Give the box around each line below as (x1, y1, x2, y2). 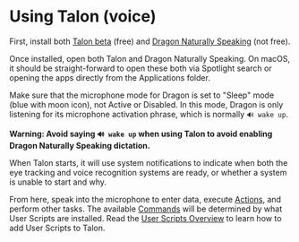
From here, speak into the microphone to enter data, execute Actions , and (9, 194, 282, 204)
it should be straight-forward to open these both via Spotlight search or (9, 63, 272, 73)
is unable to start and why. (9, 177, 107, 187)
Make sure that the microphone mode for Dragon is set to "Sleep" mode (9, 90, 275, 100)
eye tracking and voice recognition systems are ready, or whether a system (9, 167, 287, 177)
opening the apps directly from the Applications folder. (9, 72, 210, 82)
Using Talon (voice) (9, 6, 157, 27)
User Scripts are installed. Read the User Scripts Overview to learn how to (9, 212, 282, 223)
